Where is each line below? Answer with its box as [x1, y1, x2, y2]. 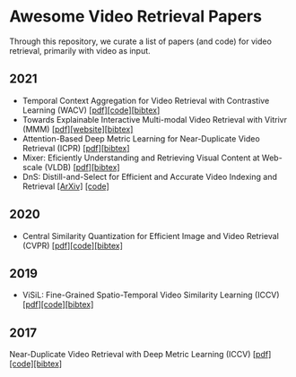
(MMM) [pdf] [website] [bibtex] [22, 124, 134, 134]
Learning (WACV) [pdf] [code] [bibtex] [22, 105, 161, 116]
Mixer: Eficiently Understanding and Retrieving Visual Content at [22, 152, 260, 163]
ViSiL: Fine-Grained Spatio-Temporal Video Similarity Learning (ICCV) [22, 289, 280, 301]
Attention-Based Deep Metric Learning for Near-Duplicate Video [22, 133, 260, 144]
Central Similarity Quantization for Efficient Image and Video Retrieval [22, 230, 280, 241]
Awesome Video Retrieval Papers [9, 6, 263, 27]
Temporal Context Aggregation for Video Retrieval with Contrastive [22, 95, 270, 106]
